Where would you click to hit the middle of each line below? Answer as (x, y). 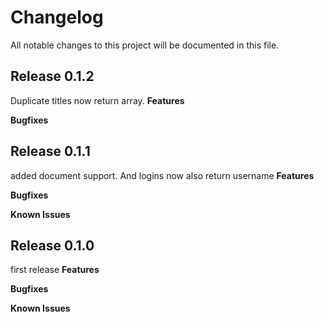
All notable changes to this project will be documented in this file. (145, 45)
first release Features (55, 270)
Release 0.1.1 (50, 151)
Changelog (57, 17)
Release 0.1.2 (52, 76)
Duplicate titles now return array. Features (97, 100)
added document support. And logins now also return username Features (162, 175)
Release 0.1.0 (52, 245)
